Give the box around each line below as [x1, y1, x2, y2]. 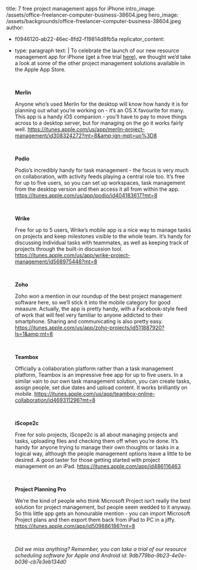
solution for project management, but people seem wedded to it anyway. [14, 503, 192, 511]
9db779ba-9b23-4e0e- [128, 552, 187, 559]
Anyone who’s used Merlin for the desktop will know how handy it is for [14, 100, 189, 108]
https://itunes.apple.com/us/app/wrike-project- [14, 252, 131, 259]
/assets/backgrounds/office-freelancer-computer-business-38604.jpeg [6, 18, 182, 24]
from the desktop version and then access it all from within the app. [14, 185, 180, 193]
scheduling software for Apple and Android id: [14, 552, 128, 559]
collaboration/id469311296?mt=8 [14, 396, 96, 404]
